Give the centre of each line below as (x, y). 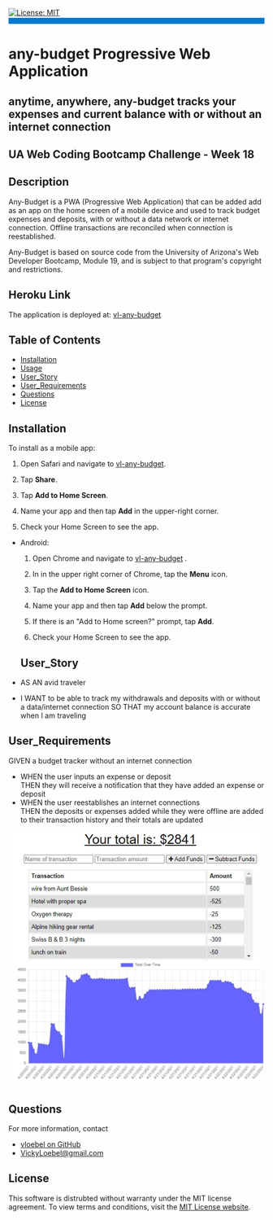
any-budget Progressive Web (110, 54)
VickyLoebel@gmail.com (62, 1152)
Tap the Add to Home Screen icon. (91, 590)
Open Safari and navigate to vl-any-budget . (93, 464)
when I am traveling (53, 715)
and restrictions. (36, 269)
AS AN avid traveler (53, 683)
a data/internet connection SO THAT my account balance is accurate (135, 707)
